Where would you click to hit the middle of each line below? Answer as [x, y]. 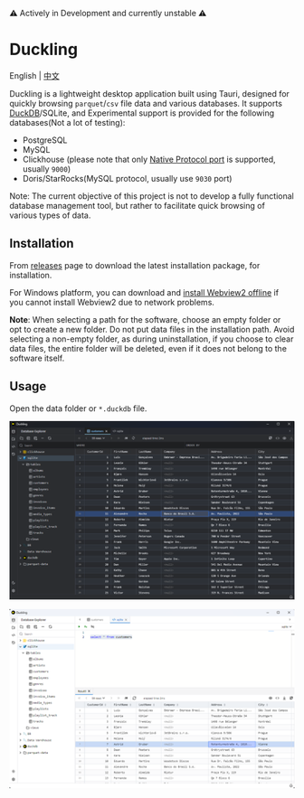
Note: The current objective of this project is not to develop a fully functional [152, 196]
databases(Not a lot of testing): [67, 122]
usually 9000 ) [47, 169]
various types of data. [50, 215]
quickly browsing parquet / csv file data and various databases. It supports [146, 103]
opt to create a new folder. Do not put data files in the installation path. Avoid [152, 329]
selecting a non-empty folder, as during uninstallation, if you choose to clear [152, 339]
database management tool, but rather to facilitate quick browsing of [137, 205]
